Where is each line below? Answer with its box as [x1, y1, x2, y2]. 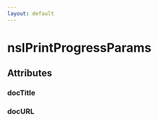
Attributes [7, 67, 52, 80]
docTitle [7, 88, 36, 97]
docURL [7, 106, 35, 116]
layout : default [7, 10, 54, 17]
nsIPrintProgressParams [7, 39, 152, 55]
